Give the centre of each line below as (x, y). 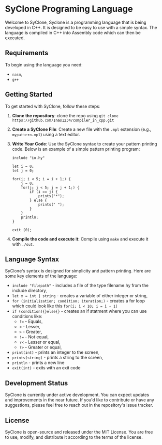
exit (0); (22, 230)
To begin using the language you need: (44, 64)
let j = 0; (23, 171)
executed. (15, 38)
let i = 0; (23, 166)
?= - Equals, (31, 321)
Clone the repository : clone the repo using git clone (65, 115)
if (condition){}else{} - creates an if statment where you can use (79, 311)
